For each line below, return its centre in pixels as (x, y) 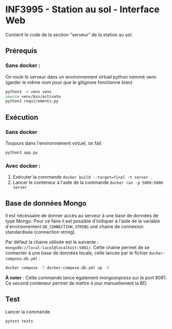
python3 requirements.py (32, 101)
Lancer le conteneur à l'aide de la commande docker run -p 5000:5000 (88, 183)
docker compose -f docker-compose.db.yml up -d (57, 268)
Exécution (22, 117)
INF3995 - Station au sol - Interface (82, 10)
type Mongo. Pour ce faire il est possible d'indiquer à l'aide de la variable (83, 221)
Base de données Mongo (46, 203)
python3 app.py (22, 152)
